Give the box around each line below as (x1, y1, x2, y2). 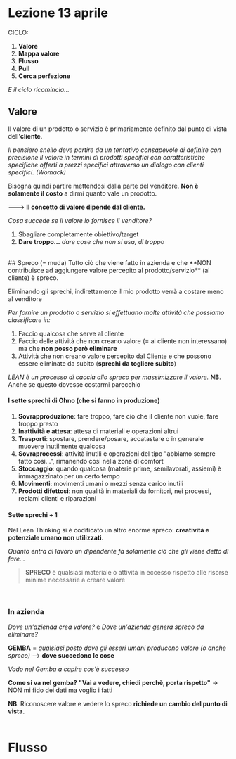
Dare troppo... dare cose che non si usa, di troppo (18, 237, 164, 245)
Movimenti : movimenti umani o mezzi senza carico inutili (18, 479, 183, 487)
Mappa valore (18, 49, 60, 58)
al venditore (8, 294, 43, 303)
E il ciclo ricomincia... (8, 85, 70, 94)
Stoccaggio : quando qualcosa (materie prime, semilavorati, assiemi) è (18, 464, 222, 473)
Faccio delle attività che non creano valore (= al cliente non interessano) (18, 336, 228, 345)
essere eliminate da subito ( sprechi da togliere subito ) (18, 359, 177, 367)
